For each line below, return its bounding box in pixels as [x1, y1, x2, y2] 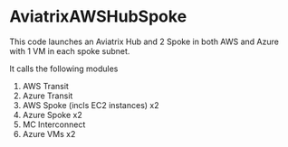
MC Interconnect [22, 119, 86, 130]
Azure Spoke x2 [22, 109, 83, 120]
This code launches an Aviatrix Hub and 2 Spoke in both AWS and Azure [9, 36, 279, 47]
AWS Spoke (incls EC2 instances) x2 [22, 99, 160, 110]
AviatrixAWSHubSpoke [9, 6, 187, 27]
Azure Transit [22, 90, 73, 101]
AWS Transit [22, 80, 70, 91]
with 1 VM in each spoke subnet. [9, 45, 130, 56]
